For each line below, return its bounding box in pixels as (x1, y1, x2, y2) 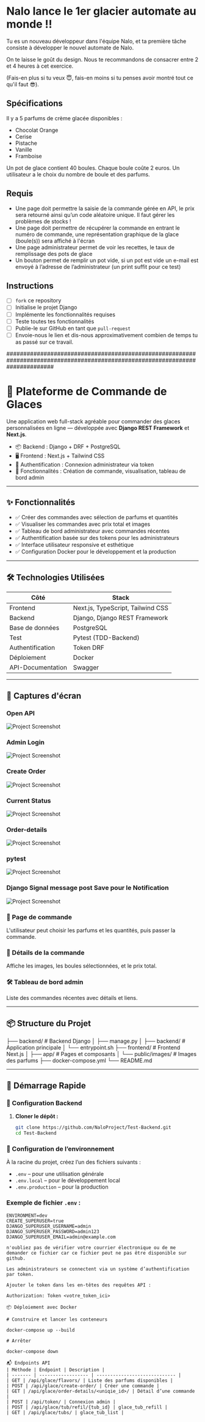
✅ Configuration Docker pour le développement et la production (15, 548, 176, 555)
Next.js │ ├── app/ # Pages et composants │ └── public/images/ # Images (6, 1051, 197, 1058)
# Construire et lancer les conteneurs (6, 1316, 108, 1322)
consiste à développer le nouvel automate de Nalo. (6, 44, 134, 51)
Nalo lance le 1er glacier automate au (6, 4, 196, 18)
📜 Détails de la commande (6, 949, 85, 957)
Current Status (6, 796, 51, 804)
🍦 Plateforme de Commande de (6, 384, 167, 398)
